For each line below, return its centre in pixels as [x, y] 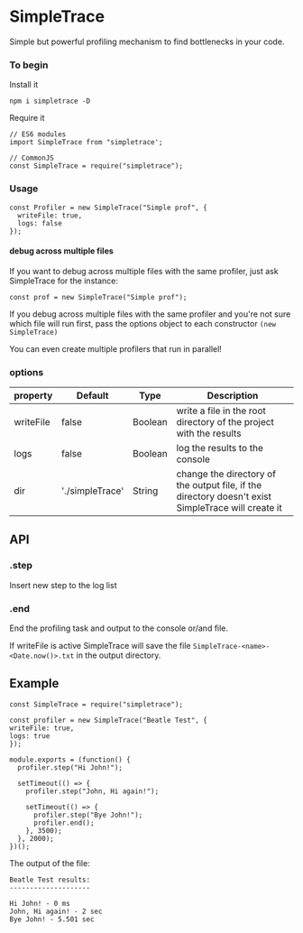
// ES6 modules [38, 134]
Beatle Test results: [50, 880]
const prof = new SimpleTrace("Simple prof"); [98, 297]
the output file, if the [219, 485]
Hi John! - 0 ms [40, 903]
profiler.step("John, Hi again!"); [92, 791]
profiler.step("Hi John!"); [70, 767]
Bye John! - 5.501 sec [52, 919]
